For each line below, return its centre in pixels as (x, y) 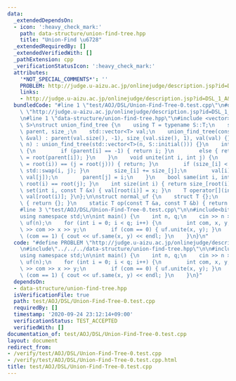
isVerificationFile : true (52, 295)
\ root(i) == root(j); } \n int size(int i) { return (104, 183)
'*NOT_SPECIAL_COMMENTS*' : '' (64, 79)
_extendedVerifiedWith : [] (53, 53)
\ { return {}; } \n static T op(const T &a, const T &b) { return (124, 204)
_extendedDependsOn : (44, 20)
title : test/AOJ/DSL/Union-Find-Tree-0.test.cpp (80, 367)
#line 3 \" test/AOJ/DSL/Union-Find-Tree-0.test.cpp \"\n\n (106, 210)
